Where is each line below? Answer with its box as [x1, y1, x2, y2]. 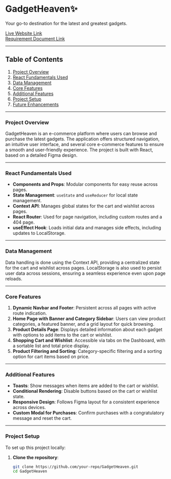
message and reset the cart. [12, 415, 72, 421]
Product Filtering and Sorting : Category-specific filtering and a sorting [12, 348, 162, 354]
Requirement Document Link [5, 35, 65, 41]
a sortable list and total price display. [12, 343, 90, 349]
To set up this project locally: [5, 444, 66, 450]
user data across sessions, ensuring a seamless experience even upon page [5, 270, 166, 276]
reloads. [5, 275, 22, 281]
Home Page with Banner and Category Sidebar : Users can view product [12, 315, 166, 322]
